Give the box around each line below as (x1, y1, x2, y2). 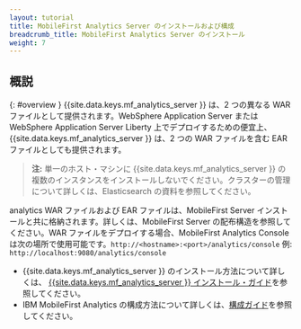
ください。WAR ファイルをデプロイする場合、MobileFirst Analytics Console (9, 227, 289, 238)
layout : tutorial (9, 13, 75, 22)
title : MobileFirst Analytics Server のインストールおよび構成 (9, 22, 235, 31)
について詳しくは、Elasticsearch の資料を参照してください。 (31, 186, 256, 197)
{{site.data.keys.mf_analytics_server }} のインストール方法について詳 (22, 266, 278, 277)
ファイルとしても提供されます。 (9, 145, 127, 156)
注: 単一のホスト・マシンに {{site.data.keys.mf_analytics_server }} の (31, 164, 287, 174)
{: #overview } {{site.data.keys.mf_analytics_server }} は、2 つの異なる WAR (9, 100, 291, 111)
